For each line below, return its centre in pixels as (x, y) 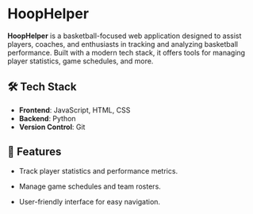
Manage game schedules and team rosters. (90, 186)
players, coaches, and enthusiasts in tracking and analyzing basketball (123, 44)
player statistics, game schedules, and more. (80, 61)
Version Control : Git (52, 127)
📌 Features (34, 152)
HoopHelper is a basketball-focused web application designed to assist (125, 36)
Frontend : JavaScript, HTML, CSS (75, 110)
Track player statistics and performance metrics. (98, 170)
